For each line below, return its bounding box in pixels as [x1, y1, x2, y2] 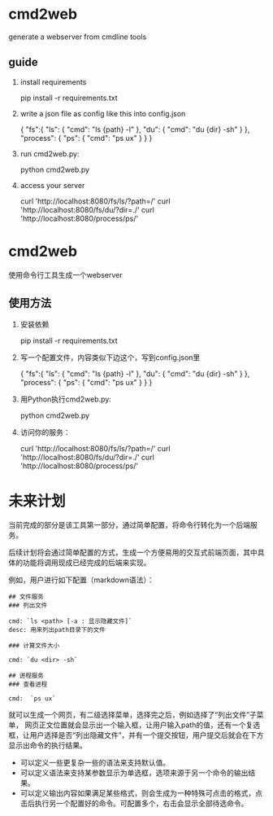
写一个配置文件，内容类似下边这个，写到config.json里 [19, 352, 201, 362]
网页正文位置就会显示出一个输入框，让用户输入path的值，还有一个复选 [24, 720, 261, 730]
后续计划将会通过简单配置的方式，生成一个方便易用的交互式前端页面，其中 [8, 547, 258, 558]
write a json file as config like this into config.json [19, 108, 186, 118]
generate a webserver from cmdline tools [8, 32, 147, 42]
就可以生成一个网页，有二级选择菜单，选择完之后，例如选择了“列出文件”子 [8, 710, 258, 720]
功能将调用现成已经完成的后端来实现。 [22, 558, 151, 568]
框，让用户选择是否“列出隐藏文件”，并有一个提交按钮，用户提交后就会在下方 [8, 730, 264, 740]
